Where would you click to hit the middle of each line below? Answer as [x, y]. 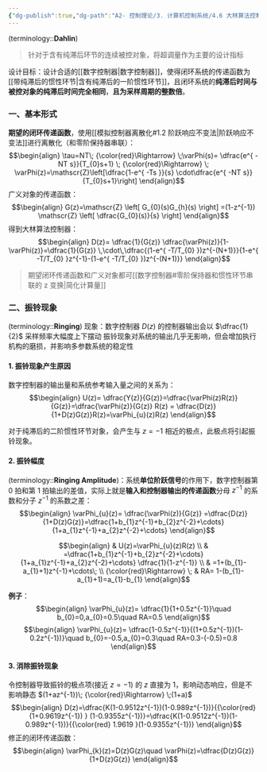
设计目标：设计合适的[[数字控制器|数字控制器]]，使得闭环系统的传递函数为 [130, 71]
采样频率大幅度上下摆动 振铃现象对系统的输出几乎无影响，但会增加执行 [141, 336]
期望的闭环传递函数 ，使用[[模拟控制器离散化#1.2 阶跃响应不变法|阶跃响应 [128, 133]
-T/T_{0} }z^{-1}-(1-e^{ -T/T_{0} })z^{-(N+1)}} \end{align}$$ [133, 258]
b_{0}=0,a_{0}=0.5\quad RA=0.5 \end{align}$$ [133, 617]
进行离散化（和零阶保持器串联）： [81, 142]
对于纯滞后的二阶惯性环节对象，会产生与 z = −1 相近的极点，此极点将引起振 [132, 431]
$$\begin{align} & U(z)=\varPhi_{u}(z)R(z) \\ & [133, 546]
